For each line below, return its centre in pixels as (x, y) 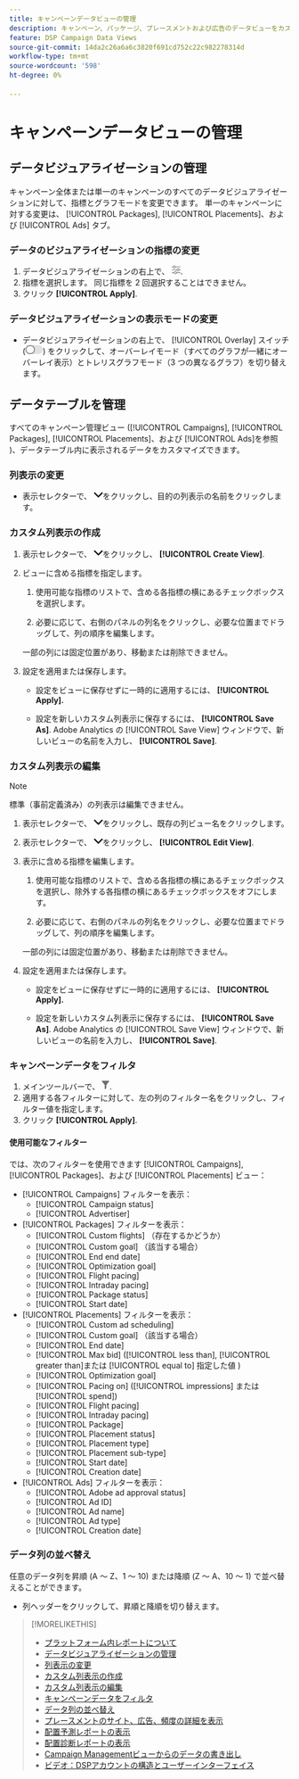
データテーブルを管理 (68, 405)
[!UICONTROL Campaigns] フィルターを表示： (107, 1194)
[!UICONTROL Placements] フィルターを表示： (108, 1314)
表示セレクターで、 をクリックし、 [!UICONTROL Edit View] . (138, 842)
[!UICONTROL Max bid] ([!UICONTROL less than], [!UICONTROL (153, 1354)
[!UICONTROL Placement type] (92, 1443)
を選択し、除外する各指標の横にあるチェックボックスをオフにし (152, 891)
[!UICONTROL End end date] (88, 1256)
